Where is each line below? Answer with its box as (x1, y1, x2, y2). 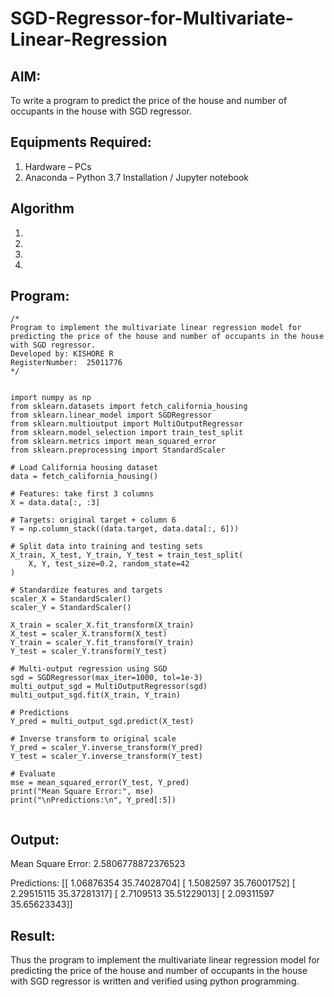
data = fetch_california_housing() (10, 472, 159, 482)
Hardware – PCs (24, 160, 92, 172)
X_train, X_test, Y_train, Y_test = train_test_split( (10, 550, 244, 561)
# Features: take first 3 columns (10, 489, 155, 499)
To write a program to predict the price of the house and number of (10, 95, 288, 106)
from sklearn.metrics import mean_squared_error (10, 437, 217, 447)
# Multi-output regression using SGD (10, 664, 168, 674)
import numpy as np (10, 393, 92, 403)
